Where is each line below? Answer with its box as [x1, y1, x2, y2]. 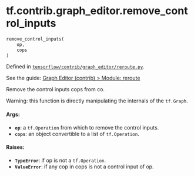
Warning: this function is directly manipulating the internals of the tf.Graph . [6, 97, 188, 104]
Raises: [6, 144, 25, 151]
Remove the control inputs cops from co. [6, 86, 105, 93]
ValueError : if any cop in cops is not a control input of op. [14, 163, 154, 170]
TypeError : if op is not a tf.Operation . [14, 157, 106, 164]
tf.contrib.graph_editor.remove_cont [6, 4, 188, 18]
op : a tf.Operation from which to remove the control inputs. [14, 124, 159, 131]
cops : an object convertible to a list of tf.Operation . [14, 130, 139, 137]
